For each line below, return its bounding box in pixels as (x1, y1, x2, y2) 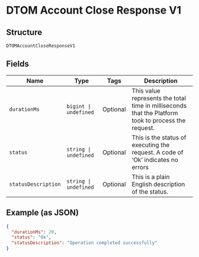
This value (131, 87, 161, 95)
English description (131, 180, 185, 188)
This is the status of (131, 133, 187, 141)
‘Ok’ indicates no (131, 156, 179, 164)
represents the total (131, 94, 187, 102)
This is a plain (131, 173, 170, 181)
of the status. (131, 188, 169, 196)
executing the (131, 141, 170, 149)
